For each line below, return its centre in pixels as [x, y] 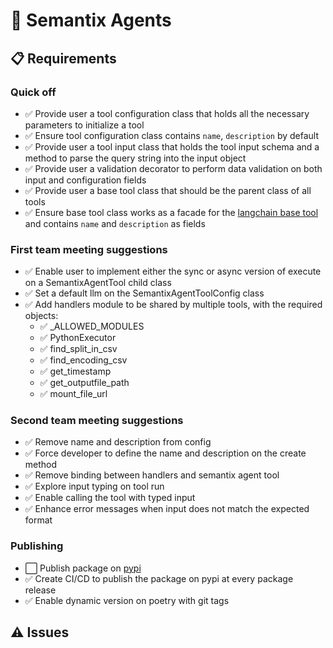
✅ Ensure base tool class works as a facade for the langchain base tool [171, 212]
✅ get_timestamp [75, 371]
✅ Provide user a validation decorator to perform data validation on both [173, 168]
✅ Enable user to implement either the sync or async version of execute [173, 271]
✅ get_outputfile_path [84, 383]
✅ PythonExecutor [78, 338]
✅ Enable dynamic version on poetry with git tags [127, 600]
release [40, 590]
